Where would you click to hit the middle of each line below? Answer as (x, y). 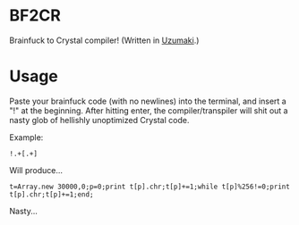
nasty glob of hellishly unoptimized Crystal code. (99, 120)
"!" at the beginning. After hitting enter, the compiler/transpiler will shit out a (149, 110)
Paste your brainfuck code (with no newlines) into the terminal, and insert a (148, 101)
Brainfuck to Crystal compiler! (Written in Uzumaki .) (104, 40)
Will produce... (36, 170)
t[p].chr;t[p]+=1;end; (51, 194)
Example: (26, 137)
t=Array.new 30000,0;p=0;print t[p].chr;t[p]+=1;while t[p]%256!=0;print (150, 187)
